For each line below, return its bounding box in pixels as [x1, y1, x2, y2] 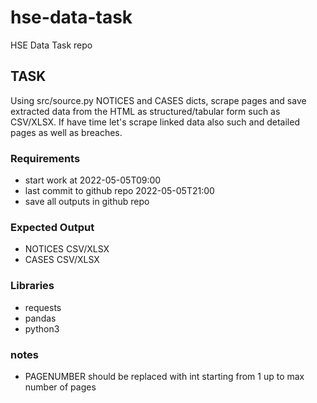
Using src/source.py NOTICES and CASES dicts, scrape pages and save [10, 94, 307, 106]
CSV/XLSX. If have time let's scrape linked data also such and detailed [10, 116, 300, 128]
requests [24, 301, 62, 313]
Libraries [10, 279, 55, 293]
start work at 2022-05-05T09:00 [24, 174, 162, 186]
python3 [24, 322, 60, 335]
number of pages [24, 381, 97, 393]
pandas [24, 312, 57, 324]
